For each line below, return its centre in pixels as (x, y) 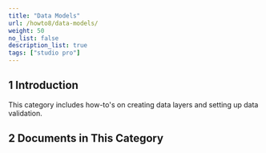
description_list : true (48, 46)
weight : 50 (26, 30)
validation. (25, 113)
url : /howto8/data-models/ (53, 23)
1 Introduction (43, 85)
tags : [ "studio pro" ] (44, 53)
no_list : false (34, 38)
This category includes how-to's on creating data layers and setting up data (133, 104)
